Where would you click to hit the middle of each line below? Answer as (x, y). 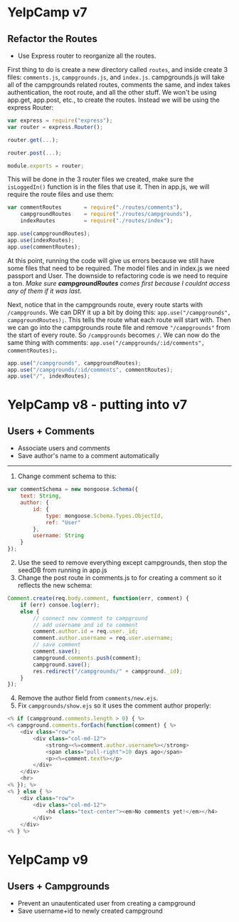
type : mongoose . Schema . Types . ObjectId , (104, 516)
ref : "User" (63, 522)
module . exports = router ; (46, 166)
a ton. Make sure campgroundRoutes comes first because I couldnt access (119, 283)
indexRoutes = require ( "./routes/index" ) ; (97, 221)
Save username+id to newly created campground (90, 911)
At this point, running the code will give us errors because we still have (111, 260)
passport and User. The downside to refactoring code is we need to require (118, 276)
